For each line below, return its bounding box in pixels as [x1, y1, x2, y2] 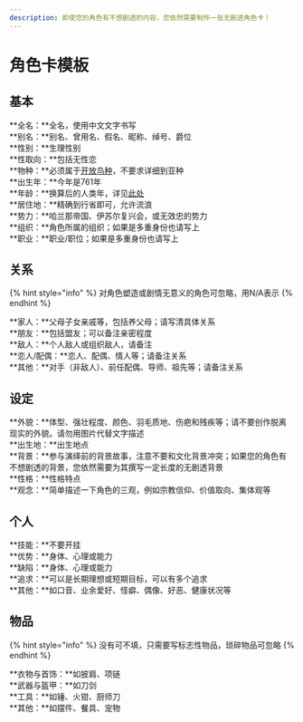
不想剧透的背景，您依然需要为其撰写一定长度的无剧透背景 [9, 462, 223, 473]
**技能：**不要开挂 [9, 540, 81, 551]
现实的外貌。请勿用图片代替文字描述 [9, 428, 145, 439]
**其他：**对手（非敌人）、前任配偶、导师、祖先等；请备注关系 [9, 361, 244, 372]
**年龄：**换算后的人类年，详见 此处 [9, 188, 145, 198]
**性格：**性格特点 [9, 473, 81, 485]
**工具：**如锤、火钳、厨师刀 [9, 690, 121, 702]
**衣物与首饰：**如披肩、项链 [9, 668, 121, 679]
